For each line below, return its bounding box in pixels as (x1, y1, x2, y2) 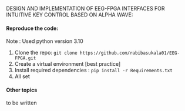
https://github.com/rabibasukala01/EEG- (79, 50, 180, 56)
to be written (6, 99, 37, 106)
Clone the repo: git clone (14, 49, 78, 56)
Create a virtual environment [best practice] (14, 60, 121, 68)
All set (14, 73, 31, 80)
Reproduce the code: (6, 25, 59, 32)
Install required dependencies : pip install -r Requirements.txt (14, 67, 173, 74)
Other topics (6, 86, 38, 93)
